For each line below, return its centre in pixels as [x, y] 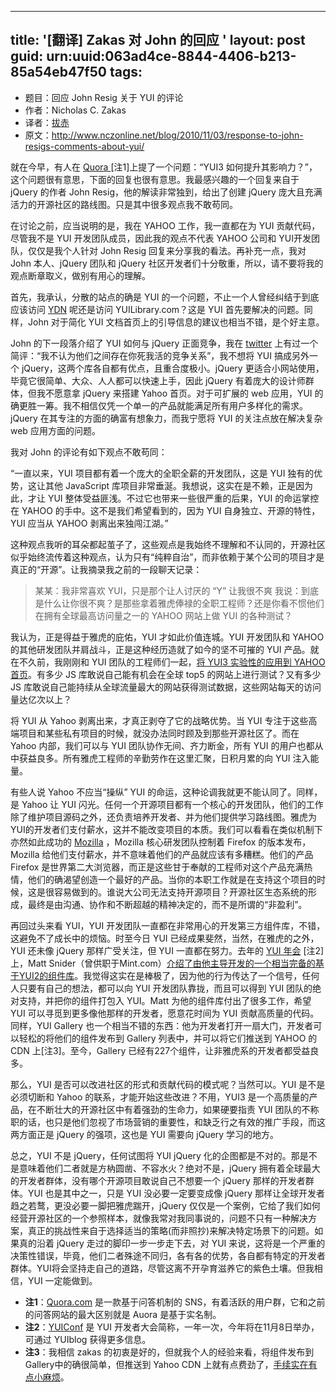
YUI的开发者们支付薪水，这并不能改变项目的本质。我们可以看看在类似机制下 [166, 829]
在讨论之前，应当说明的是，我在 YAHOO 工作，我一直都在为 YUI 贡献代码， [165, 225]
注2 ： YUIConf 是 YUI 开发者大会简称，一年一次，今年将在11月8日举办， [172, 1327]
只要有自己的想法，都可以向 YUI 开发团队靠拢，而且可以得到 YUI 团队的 [165, 988]
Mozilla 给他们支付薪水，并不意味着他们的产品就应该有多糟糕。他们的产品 [162, 854]
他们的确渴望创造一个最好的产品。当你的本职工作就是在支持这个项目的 [172, 879]
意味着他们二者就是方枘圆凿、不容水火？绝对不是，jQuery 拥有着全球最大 [169, 1168]
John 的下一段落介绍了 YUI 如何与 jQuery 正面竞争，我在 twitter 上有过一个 [164, 343]
